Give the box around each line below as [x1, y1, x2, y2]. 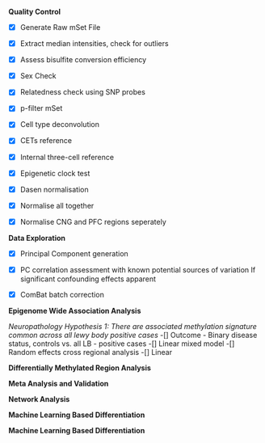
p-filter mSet [19, 103, 63, 113]
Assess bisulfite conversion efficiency [19, 55, 147, 65]
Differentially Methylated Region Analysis [8, 363, 152, 373]
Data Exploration [8, 233, 66, 243]
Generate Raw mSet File [19, 23, 101, 32]
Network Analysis [8, 394, 70, 403]
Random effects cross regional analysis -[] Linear [8, 348, 172, 357]
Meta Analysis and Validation [8, 379, 109, 388]
